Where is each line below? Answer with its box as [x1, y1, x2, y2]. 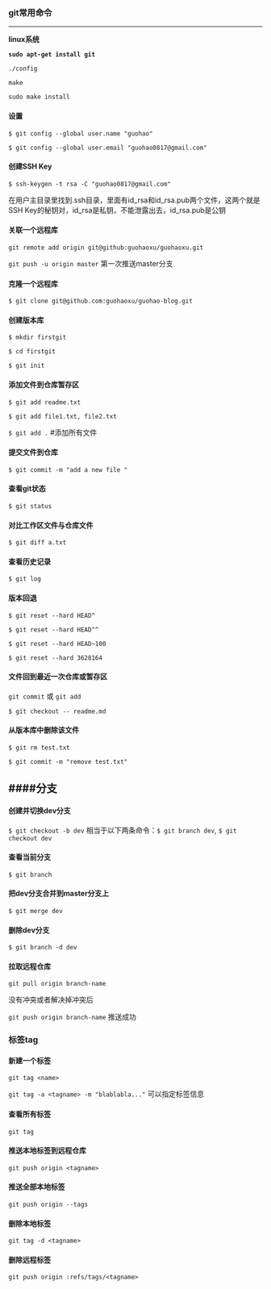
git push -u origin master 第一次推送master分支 [8, 258, 173, 268]
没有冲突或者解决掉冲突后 [8, 995, 94, 1005]
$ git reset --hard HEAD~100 [8, 640, 106, 648]
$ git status [8, 502, 52, 510]
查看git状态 [8, 484, 46, 494]
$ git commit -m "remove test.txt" [8, 757, 128, 765]
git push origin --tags [8, 1200, 89, 1209]
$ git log [8, 575, 42, 583]
